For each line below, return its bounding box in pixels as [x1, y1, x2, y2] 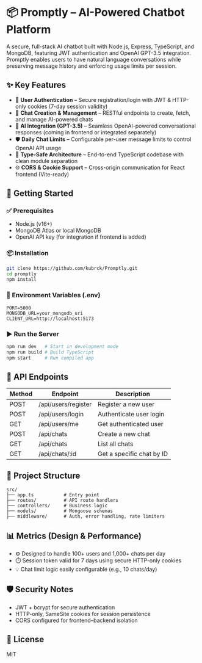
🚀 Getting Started [6, 188, 74, 199]
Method [9, 389, 33, 398]
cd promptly [6, 270, 37, 277]
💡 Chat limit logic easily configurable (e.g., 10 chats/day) [15, 566, 157, 573]
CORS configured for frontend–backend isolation [15, 617, 139, 624]
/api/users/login [38, 410, 84, 419]
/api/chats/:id [38, 450, 77, 458]
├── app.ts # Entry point [6, 492, 99, 498]
